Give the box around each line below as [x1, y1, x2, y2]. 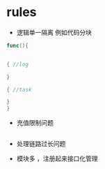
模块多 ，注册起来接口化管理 [16, 154, 98, 163]
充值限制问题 [16, 119, 54, 127]
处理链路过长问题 [16, 140, 66, 148]
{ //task [6, 86, 32, 93]
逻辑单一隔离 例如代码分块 [16, 28, 92, 36]
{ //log [6, 61, 29, 68]
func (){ [6, 42, 29, 49]
